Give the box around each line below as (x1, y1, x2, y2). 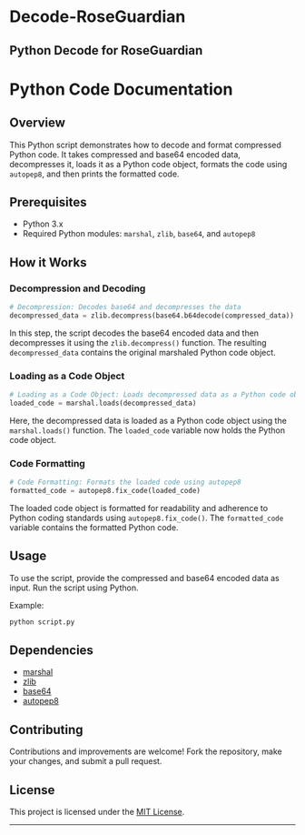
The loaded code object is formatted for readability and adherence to (9, 502, 269, 513)
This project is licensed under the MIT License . (9, 807, 185, 818)
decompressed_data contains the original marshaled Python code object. (9, 347, 277, 357)
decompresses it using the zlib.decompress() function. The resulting (9, 337, 267, 347)
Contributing (9, 721, 84, 738)
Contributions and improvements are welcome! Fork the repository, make (9, 746, 283, 757)
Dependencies (9, 643, 93, 658)
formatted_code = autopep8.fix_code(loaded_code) (9, 487, 202, 496)
